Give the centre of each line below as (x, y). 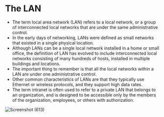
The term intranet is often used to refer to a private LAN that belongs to (84, 90)
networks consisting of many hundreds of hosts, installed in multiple (81, 58)
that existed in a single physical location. (53, 43)
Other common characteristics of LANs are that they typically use (78, 79)
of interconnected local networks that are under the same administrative (85, 27)
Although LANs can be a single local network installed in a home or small (86, 48)
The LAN (23, 9)
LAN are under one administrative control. (54, 74)
